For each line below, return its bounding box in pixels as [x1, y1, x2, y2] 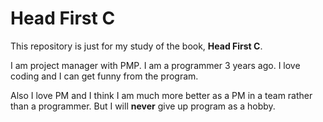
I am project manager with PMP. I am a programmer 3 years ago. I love [10, 59, 301, 71]
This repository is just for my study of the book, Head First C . [10, 40, 263, 52]
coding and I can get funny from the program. [10, 70, 199, 82]
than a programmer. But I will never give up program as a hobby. [10, 100, 276, 112]
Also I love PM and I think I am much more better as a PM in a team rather [10, 89, 313, 101]
